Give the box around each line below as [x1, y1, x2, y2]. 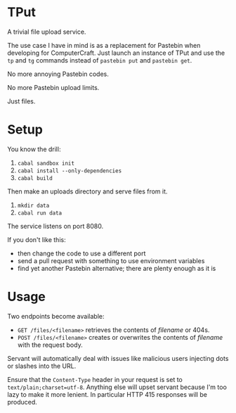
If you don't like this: [7, 235, 66, 243]
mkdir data [17, 202, 50, 209]
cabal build [17, 174, 53, 182]
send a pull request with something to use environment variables [17, 256, 205, 265]
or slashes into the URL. [7, 362, 77, 370]
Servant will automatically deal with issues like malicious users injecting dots [7, 354, 229, 362]
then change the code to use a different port [17, 249, 146, 258]
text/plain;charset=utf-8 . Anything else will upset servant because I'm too [7, 383, 227, 391]
